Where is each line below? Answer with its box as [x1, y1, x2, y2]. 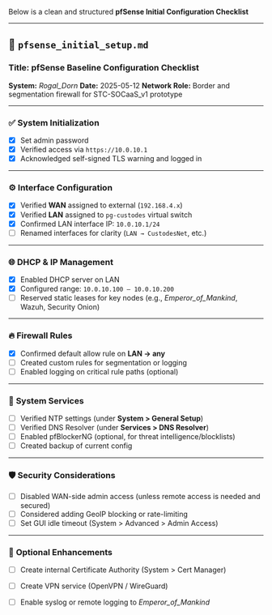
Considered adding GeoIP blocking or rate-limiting [19, 509, 188, 519]
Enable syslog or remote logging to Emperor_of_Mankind [19, 597, 210, 607]
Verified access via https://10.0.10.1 [19, 145, 148, 155]
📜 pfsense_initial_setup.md [8, 38, 149, 52]
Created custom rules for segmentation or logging [19, 357, 188, 367]
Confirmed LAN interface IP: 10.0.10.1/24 [19, 219, 160, 228]
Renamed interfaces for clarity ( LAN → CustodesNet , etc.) [19, 228, 207, 237]
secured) [19, 500, 51, 510]
